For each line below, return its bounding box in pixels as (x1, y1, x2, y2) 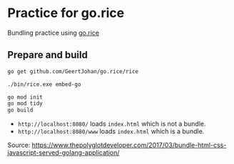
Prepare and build (7, 49, 88, 61)
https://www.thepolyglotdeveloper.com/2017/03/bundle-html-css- (31, 141, 227, 150)
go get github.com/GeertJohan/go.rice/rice (7, 67, 139, 75)
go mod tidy (7, 100, 43, 107)
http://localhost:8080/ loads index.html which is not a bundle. (17, 119, 206, 129)
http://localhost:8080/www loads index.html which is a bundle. (17, 127, 205, 136)
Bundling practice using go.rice (7, 28, 100, 37)
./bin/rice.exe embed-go (7, 80, 81, 88)
